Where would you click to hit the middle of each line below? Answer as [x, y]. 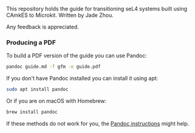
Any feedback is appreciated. [43, 27]
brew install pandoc [32, 112]
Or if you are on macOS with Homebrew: [56, 101]
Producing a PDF [31, 42]
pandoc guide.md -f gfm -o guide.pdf [54, 67]
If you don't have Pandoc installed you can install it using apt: [82, 79]
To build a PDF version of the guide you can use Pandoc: [77, 56]
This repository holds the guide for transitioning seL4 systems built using [97, 9]
